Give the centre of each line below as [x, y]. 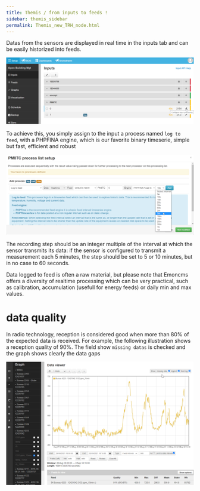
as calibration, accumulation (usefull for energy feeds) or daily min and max [99, 287]
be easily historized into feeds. [44, 49]
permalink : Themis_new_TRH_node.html [53, 25]
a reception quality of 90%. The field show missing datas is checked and [96, 347]
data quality [36, 317]
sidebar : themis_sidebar [37, 19]
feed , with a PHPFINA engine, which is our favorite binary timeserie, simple [98, 140]
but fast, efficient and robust [41, 146]
